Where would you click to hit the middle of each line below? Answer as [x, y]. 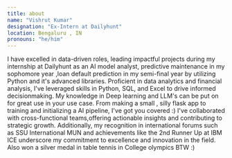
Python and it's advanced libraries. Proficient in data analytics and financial [115, 81]
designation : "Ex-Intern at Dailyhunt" [65, 26]
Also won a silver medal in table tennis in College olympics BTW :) [101, 148]
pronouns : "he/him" [35, 39]
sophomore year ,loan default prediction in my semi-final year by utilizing [111, 74]
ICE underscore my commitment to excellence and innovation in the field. [111, 140]
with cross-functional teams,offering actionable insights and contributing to [115, 118]
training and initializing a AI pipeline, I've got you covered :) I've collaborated [116, 111]
